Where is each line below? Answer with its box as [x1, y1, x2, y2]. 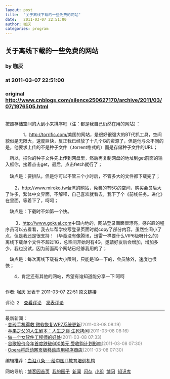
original [5, 90, 25, 97]
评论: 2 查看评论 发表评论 [5, 299, 64, 305]
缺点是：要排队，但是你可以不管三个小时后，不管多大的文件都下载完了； [9, 173, 160, 179]
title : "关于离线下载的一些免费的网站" [5, 12, 81, 17]
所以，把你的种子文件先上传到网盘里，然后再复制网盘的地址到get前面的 [9, 155, 158, 161]
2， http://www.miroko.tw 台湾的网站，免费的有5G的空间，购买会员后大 [14, 185, 162, 191]
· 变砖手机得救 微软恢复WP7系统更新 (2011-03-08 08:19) [5, 321, 121, 327]
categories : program [5, 26, 49, 31]
